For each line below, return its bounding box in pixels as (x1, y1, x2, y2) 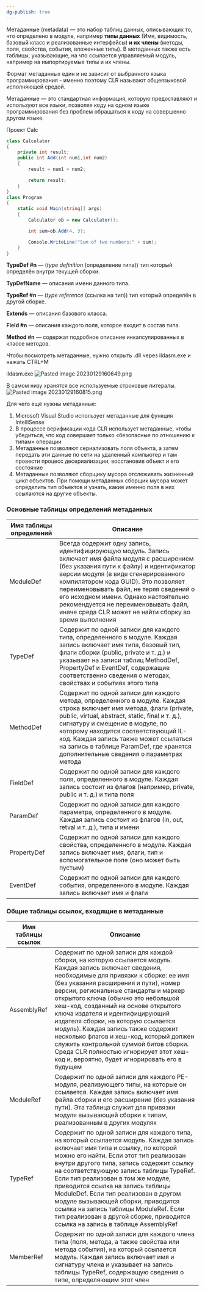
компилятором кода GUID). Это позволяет (59, 577, 185, 586)
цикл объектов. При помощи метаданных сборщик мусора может (15, 477, 188, 484)
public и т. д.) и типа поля (59, 790, 134, 799)
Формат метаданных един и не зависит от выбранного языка (6, 70, 167, 77)
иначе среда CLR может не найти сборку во (59, 608, 191, 616)
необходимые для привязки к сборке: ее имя (54, 971, 190, 979)
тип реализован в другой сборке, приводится (54, 1212, 190, 1221)
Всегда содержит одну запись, (59, 539, 151, 547)
